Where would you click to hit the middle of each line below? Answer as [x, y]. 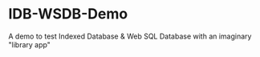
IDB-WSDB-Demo [68, 14]
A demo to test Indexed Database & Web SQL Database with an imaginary [130, 36]
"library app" [29, 44]
